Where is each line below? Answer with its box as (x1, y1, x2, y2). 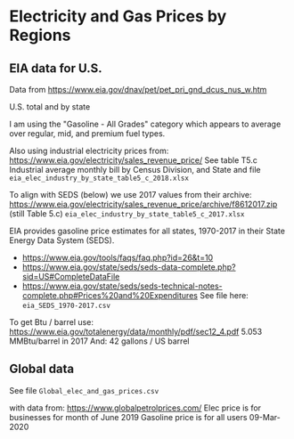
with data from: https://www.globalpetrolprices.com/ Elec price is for (9, 402, 261, 413)
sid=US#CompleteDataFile (21, 272, 120, 281)
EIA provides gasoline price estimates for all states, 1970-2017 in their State (9, 225, 285, 236)
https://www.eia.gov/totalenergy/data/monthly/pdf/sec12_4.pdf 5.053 (9, 327, 263, 337)
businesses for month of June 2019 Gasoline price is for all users (9, 411, 248, 422)
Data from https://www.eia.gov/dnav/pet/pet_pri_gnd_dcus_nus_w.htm (9, 85, 267, 94)
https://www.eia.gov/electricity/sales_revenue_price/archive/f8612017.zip (9, 199, 278, 209)
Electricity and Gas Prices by (9, 6, 227, 27)
